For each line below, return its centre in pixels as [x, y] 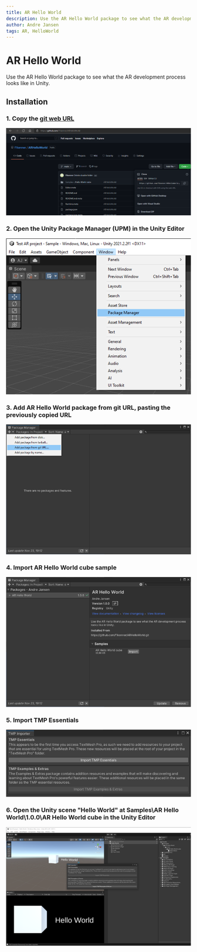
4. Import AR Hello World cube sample [62, 568]
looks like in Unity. [28, 83]
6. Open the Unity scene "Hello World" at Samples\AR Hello [92, 810]
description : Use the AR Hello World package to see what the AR [87, 18]
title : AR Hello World [34, 12]
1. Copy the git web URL [40, 119]
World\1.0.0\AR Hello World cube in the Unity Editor [81, 818]
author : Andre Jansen [33, 25]
